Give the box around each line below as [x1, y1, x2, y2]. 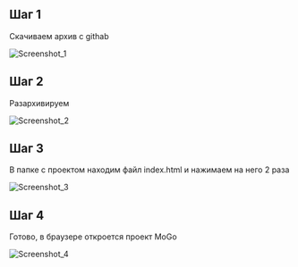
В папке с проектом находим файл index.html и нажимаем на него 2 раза [9, 164, 290, 175]
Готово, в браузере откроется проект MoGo [9, 231, 177, 242]
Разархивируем [9, 97, 70, 108]
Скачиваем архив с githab [9, 30, 109, 41]
